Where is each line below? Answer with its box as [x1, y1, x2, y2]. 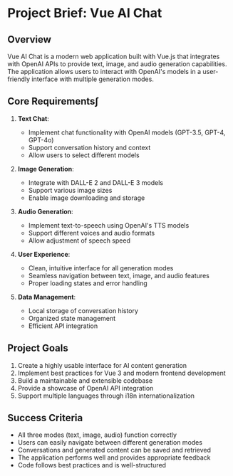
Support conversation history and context [28, 143, 151, 152]
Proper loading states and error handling [28, 279, 147, 287]
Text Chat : [17, 114, 50, 122]
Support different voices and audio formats [28, 228, 155, 237]
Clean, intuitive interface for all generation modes [28, 263, 174, 272]
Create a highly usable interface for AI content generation [17, 361, 187, 369]
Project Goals [7, 342, 69, 354]
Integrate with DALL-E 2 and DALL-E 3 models [28, 178, 164, 186]
